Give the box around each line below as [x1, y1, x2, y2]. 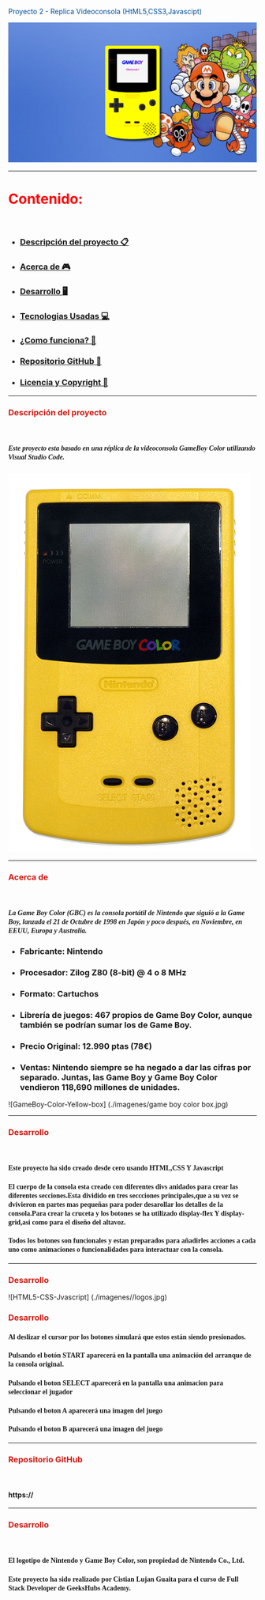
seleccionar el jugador [8, 1387, 73, 1396]
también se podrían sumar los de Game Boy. [19, 1019, 192, 1031]
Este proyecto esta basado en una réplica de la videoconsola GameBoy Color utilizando [8, 444, 256, 452]
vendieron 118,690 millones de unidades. [19, 1081, 181, 1092]
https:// [8, 1490, 34, 1500]
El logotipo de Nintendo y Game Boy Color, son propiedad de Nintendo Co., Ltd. [8, 1557, 244, 1565]
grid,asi [8, 1218, 31, 1227]
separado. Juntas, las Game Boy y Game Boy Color [19, 1072, 218, 1083]
